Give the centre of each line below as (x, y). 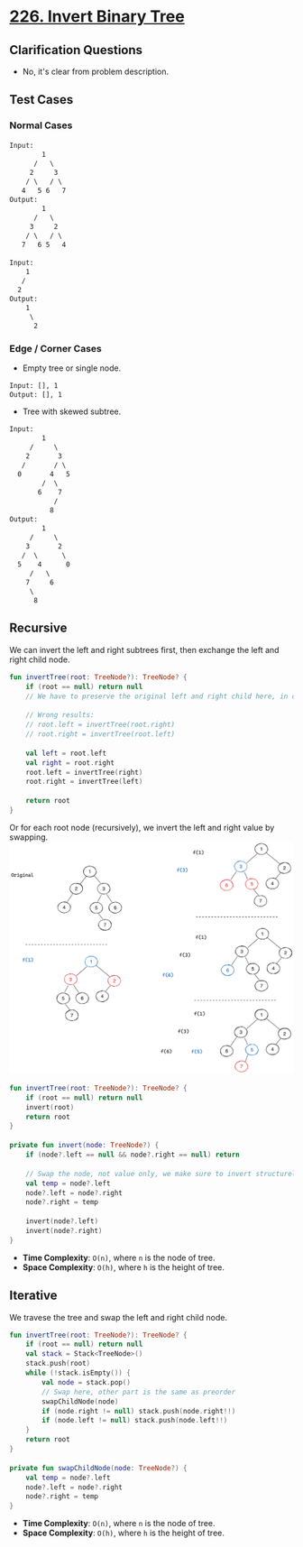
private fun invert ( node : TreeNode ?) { (84, 1146)
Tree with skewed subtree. (72, 411)
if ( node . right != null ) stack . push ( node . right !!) (139, 1411)
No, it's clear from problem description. (96, 71)
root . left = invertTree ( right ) (84, 772)
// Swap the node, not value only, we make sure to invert (139, 1174)
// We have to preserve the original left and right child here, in (157, 696)
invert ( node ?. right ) (64, 1231)
